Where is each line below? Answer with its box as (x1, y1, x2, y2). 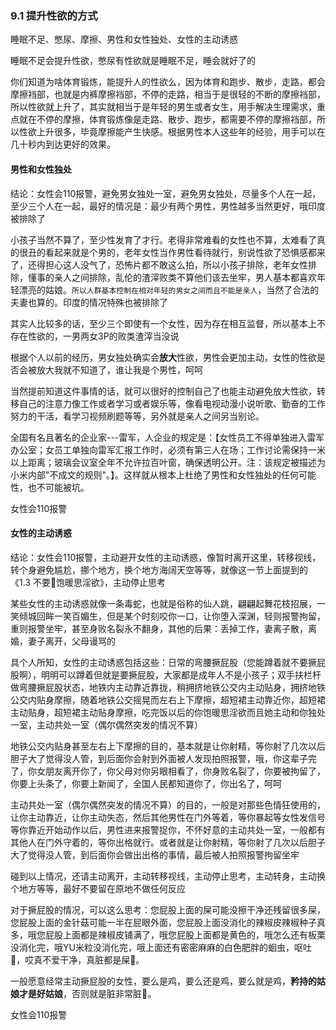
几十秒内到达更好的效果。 (10, 138, 116, 151)
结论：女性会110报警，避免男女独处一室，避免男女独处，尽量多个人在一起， (10, 187, 322, 199)
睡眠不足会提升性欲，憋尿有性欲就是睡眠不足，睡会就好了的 (10, 55, 256, 67)
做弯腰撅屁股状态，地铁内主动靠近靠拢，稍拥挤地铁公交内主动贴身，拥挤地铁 (10, 681, 326, 693)
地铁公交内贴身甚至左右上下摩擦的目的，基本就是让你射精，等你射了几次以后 (10, 740, 326, 752)
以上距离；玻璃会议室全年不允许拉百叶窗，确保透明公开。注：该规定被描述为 (10, 456, 326, 468)
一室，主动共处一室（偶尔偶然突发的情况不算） (10, 718, 203, 731)
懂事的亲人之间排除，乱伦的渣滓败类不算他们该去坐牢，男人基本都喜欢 (27, 271, 317, 283)
